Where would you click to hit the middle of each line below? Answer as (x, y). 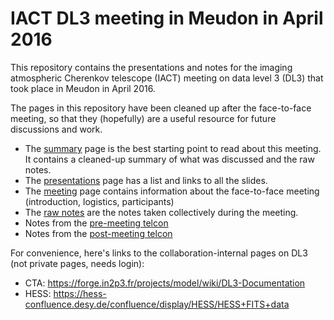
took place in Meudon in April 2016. (83, 88)
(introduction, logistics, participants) (99, 201)
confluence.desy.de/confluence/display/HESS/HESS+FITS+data (157, 304)
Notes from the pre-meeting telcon (96, 223)
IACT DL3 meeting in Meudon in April (167, 18)
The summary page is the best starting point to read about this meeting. (173, 148)
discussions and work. (56, 129)
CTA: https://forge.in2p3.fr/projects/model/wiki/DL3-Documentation (165, 283)
